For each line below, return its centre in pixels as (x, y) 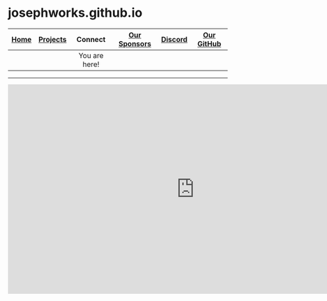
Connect (91, 39)
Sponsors (135, 43)
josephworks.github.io (75, 13)
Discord (174, 39)
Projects (52, 39)
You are (91, 55)
